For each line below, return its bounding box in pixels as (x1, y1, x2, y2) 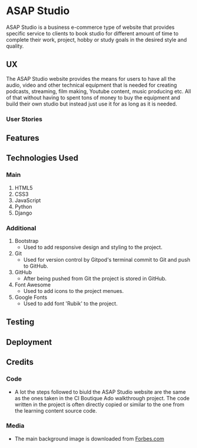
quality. (6, 42, 24, 50)
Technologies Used (6, 153, 78, 163)
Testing (6, 317, 35, 327)
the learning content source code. (14, 407, 97, 414)
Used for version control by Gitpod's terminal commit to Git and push (23, 256, 191, 263)
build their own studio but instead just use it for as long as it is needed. (6, 100, 178, 107)
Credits (6, 357, 34, 367)
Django (14, 209, 32, 216)
